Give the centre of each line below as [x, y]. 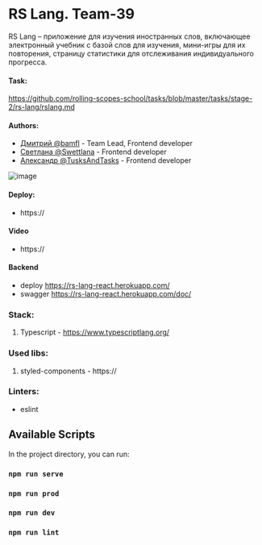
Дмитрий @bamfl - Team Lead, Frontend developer [106, 144]
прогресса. [28, 62]
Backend [23, 268]
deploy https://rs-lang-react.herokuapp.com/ [95, 285]
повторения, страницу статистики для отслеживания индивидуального [131, 53]
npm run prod [34, 493]
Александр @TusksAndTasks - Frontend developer [106, 160]
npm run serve [36, 474]
